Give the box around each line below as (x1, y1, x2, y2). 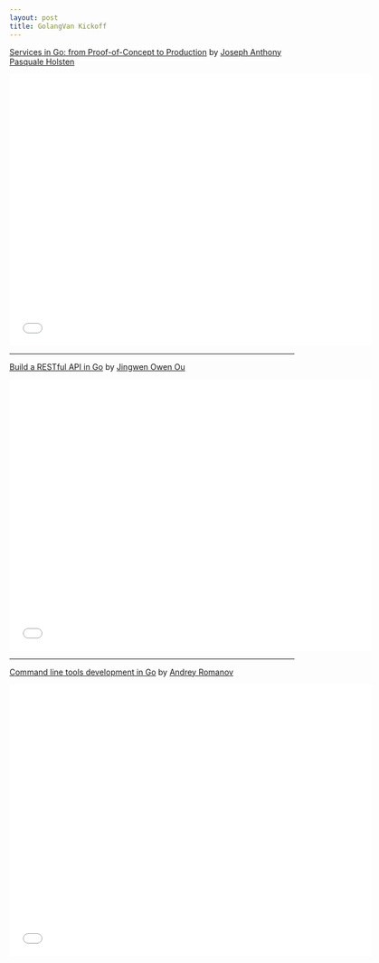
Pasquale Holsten (9, 56, 75, 67)
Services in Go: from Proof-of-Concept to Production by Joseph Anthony (9, 46, 282, 57)
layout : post (9, 13, 59, 23)
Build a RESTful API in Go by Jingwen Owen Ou (9, 361, 185, 372)
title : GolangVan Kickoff (9, 22, 107, 31)
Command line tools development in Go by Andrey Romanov (9, 666, 233, 677)
